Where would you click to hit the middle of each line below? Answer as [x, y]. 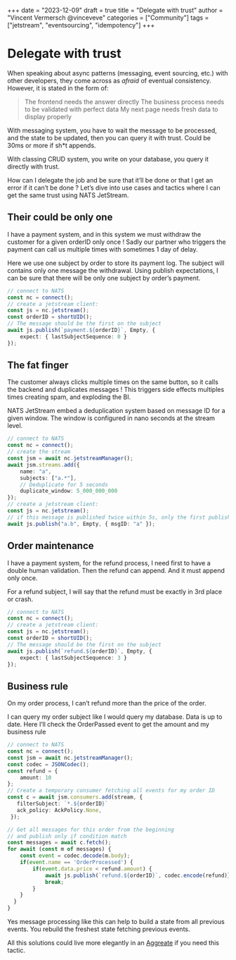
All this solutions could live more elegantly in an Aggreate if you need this [113, 943]
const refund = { [33, 771]
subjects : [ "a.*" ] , [48, 478]
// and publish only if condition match [67, 836]
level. [15, 426]
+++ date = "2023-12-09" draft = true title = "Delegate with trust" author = [115, 10]
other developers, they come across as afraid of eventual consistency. [110, 80]
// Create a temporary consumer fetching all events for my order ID [111, 791]
